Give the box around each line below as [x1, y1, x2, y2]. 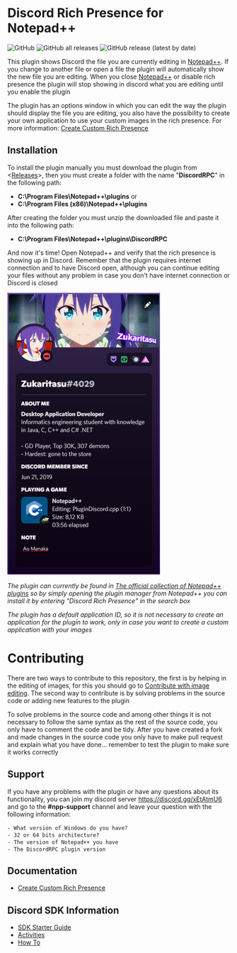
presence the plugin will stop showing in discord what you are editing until [7, 79, 224, 88]
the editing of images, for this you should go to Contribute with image [7, 681, 210, 690]
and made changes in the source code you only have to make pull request [7, 732, 223, 741]
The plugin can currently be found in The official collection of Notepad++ [7, 581, 221, 590]
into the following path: [7, 221, 74, 229]
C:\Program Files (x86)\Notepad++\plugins [17, 199, 148, 208]
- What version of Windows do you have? [7, 825, 129, 832]
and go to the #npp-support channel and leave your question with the [7, 802, 212, 810]
